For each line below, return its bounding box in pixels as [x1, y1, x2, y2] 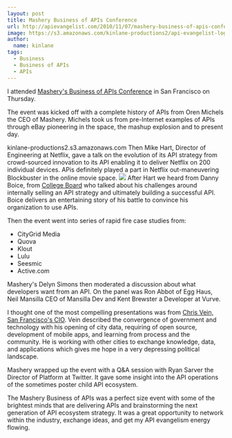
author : [7, 36, 30, 43]
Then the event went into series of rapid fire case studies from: [7, 216, 186, 225]
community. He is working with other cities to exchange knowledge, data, [7, 337, 216, 346]
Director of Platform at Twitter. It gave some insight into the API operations [7, 373, 219, 381]
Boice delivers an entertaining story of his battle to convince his [7, 195, 188, 204]
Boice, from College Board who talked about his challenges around [7, 181, 197, 189]
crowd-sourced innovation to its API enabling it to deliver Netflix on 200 [7, 158, 211, 166]
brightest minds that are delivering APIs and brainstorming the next [7, 401, 198, 409]
